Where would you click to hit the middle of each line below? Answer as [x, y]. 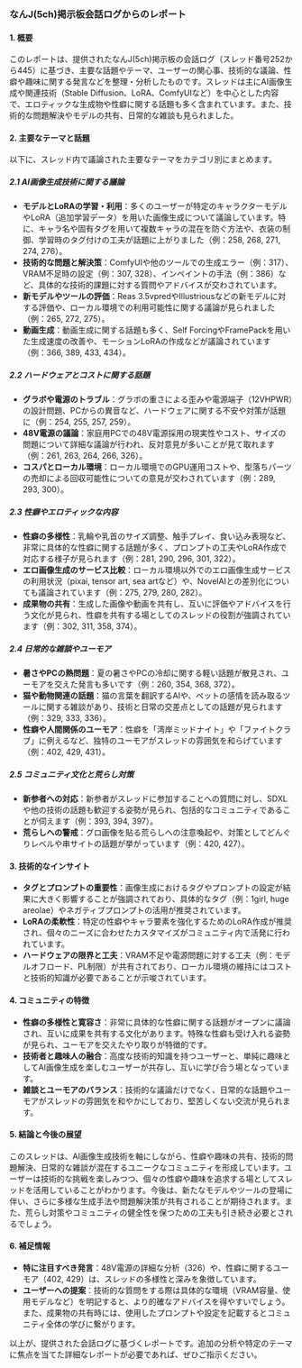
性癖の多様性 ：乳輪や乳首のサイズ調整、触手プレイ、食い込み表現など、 [156, 536]
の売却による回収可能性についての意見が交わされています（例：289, [149, 479]
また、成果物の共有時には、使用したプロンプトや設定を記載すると [145, 1312]
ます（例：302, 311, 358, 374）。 [82, 626]
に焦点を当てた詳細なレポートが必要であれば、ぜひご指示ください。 [136, 1354]
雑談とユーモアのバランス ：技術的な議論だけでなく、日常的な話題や [149, 1090]
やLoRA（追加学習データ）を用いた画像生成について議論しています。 [150, 217]
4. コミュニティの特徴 [50, 1000]
